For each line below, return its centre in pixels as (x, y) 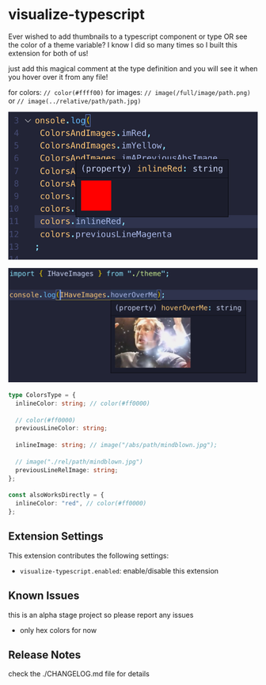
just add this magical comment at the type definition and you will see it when (133, 68)
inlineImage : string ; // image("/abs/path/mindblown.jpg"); (116, 445)
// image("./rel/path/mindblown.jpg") (80, 462)
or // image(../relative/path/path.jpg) (75, 100)
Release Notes (45, 655)
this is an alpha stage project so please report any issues (101, 615)
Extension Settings (56, 537)
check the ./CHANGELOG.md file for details (79, 674)
